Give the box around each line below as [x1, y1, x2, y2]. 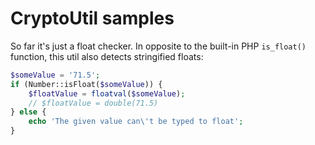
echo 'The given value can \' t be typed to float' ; [28, 117, 244, 127]
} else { [10, 107, 47, 117]
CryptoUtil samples [10, 7, 175, 30]
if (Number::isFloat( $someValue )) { [10, 79, 163, 89]
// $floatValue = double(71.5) [28, 98, 159, 108]
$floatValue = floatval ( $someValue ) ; [28, 88, 186, 99]
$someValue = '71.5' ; [10, 70, 101, 80]
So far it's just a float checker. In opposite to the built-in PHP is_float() [10, 40, 307, 52]
